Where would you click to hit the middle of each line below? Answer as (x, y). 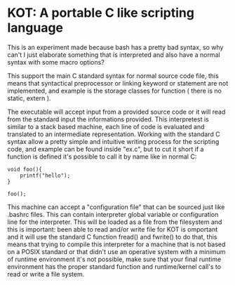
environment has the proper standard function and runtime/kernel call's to (114, 266)
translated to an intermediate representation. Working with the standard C (114, 134)
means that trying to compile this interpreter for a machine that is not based (116, 244)
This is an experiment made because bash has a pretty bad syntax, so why (115, 47)
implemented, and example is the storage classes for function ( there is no (115, 91)
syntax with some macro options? (56, 62)
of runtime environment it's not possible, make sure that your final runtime (114, 259)
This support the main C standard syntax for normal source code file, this (113, 76)
